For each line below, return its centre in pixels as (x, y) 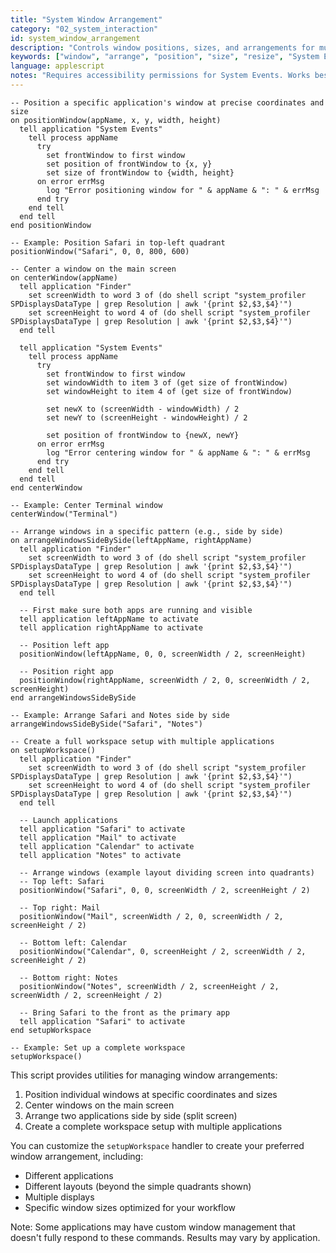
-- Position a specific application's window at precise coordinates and (167, 102)
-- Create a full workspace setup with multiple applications (142, 741)
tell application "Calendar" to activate (107, 846)
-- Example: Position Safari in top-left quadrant (118, 242)
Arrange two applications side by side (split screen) (131, 1115)
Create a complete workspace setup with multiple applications (153, 1126)
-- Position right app (66, 671)
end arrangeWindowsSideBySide (73, 697)
